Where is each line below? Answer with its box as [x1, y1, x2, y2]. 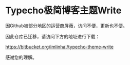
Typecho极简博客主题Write [5, 5, 122, 16]
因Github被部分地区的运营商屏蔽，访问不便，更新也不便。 [5, 23, 127, 29]
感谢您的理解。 [5, 54, 37, 60]
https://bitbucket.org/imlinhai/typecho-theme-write [5, 44, 114, 50]
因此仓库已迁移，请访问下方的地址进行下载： [5, 33, 100, 39]
